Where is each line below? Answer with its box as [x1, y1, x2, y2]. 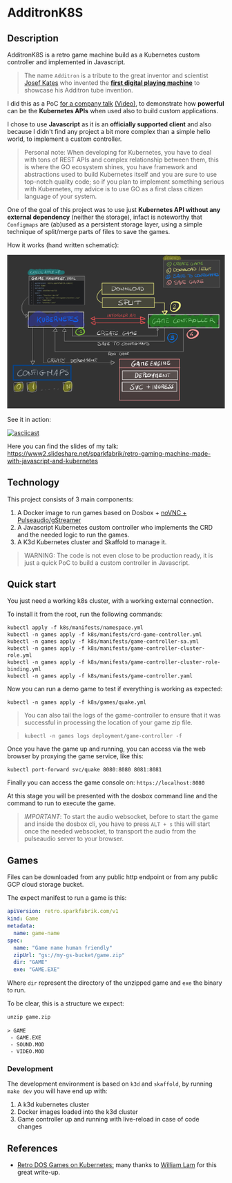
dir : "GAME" [13, 959, 48, 966]
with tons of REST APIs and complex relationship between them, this [23, 155, 219, 164]
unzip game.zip [7, 1014, 51, 1021]
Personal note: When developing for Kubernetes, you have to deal [23, 148, 212, 156]
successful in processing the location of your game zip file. [23, 718, 193, 727]
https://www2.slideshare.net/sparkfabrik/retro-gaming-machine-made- [7, 449, 211, 457]
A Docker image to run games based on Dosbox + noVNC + [17, 508, 187, 517]
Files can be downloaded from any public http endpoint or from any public [7, 873, 219, 881]
